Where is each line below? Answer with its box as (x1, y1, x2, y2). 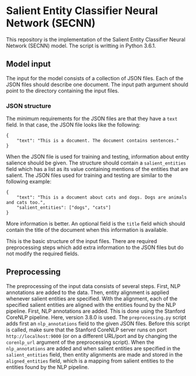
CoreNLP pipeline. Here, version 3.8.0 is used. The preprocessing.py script (6, 313, 187, 320)
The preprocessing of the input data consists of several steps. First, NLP (6, 282, 181, 289)
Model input (6, 59, 51, 69)
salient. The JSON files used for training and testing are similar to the (6, 172, 173, 179)
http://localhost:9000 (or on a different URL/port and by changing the (6, 332, 177, 339)
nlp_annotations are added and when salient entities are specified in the (6, 344, 180, 352)
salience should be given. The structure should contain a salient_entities (6, 159, 186, 166)
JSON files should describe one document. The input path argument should (6, 81, 188, 88)
